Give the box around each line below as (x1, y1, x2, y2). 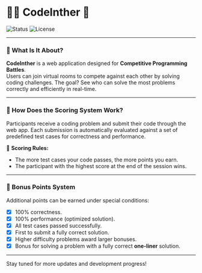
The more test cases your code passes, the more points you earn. (14, 156, 179, 163)
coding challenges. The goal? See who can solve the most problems (6, 79, 176, 86)
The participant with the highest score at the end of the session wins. (14, 162, 187, 169)
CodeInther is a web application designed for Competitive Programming (6, 60, 188, 67)
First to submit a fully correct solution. (14, 229, 109, 236)
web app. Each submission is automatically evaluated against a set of (6, 126, 178, 133)
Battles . (6, 66, 26, 74)
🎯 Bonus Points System (6, 183, 76, 192)
